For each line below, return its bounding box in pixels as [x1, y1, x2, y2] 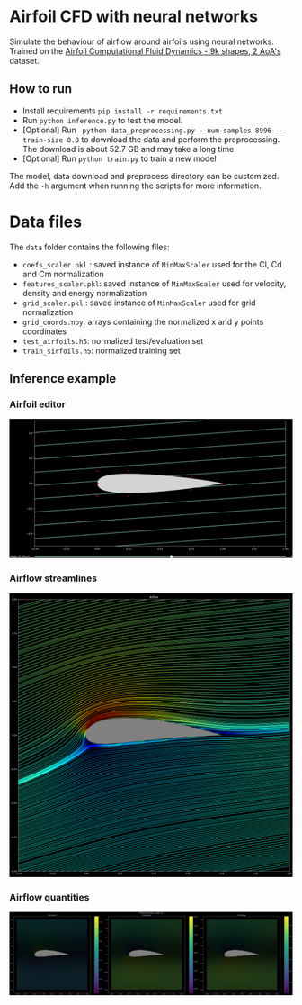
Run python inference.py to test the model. [22, 114, 183, 125]
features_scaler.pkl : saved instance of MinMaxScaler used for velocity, [22, 277, 287, 289]
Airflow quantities [9, 891, 90, 903]
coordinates [22, 326, 67, 337]
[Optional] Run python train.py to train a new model [22, 153, 218, 164]
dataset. [9, 55, 40, 66]
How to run [9, 81, 73, 96]
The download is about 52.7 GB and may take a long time [22, 143, 235, 154]
